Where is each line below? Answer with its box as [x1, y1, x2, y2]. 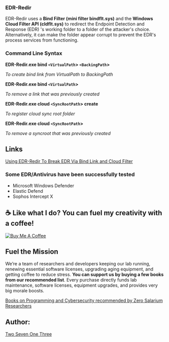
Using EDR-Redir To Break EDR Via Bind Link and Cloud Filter [5, 158, 133, 164]
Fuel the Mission [5, 247, 58, 256]
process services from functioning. [5, 37, 79, 43]
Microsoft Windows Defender [12, 182, 75, 189]
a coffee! [5, 219, 34, 228]
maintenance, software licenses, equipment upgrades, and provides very [5, 282, 158, 288]
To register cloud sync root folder [5, 111, 75, 117]
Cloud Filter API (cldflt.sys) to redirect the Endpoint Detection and [5, 21, 145, 27]
